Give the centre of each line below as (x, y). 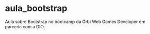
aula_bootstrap (36, 8)
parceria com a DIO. (25, 26)
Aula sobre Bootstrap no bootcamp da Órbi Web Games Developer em (75, 22)
